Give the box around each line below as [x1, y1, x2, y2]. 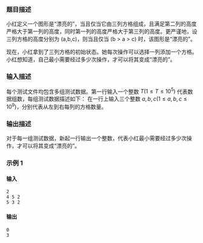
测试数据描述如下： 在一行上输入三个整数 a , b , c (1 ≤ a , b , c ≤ [38, 95, 188, 102]
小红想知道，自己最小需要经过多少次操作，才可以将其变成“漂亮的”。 [6, 56, 176, 63]
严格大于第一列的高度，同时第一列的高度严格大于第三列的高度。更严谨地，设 [6, 28, 198, 35]
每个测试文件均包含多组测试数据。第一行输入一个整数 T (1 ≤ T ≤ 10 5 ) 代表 [6, 87, 188, 95]
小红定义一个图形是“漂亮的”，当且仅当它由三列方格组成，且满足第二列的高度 [6, 20, 197, 28]
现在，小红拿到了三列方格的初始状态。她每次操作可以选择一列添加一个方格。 [6, 48, 198, 56]
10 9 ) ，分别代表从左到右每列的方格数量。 [6, 102, 107, 110]
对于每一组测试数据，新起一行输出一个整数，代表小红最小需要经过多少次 [6, 135, 187, 142]
